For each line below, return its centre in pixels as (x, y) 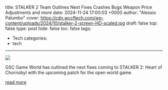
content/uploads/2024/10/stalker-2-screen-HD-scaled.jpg (65, 23)
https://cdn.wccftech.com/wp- (72, 18)
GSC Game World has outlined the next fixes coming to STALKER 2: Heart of (84, 67)
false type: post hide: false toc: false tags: (48, 28)
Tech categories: (30, 38)
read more (16, 82)
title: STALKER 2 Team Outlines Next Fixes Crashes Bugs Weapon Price (79, 7)
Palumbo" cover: (22, 18)
